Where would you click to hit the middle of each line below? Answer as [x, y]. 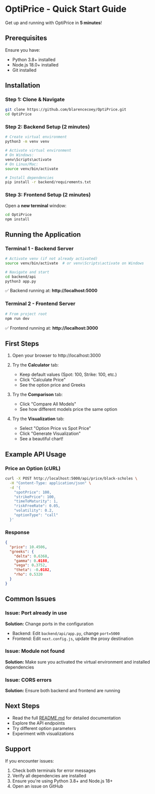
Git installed [24, 70]
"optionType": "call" [36, 515]
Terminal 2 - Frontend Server [40, 304]
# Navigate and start [27, 272]
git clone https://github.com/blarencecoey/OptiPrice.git [66, 110]
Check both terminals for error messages [54, 770]
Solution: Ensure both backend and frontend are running [63, 691]
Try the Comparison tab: [37, 395]
